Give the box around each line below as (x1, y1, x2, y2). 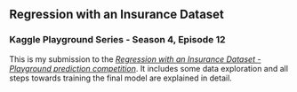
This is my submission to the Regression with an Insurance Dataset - (9, 53, 261, 65)
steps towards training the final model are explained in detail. (9, 73, 233, 83)
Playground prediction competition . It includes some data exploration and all (9, 63, 289, 73)
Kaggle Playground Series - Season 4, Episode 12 (9, 34, 226, 46)
